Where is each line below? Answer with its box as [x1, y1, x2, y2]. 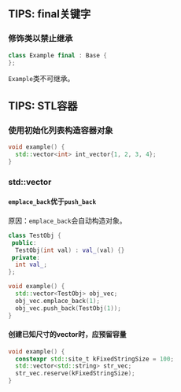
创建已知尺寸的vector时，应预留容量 [8, 330, 127, 339]
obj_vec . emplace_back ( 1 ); [15, 297, 101, 305]
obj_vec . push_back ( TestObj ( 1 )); [15, 304, 122, 312]
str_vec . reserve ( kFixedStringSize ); [15, 369, 135, 378]
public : [11, 239, 37, 246]
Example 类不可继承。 [8, 74, 75, 83]
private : [11, 253, 41, 261]
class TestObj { [8, 231, 61, 239]
